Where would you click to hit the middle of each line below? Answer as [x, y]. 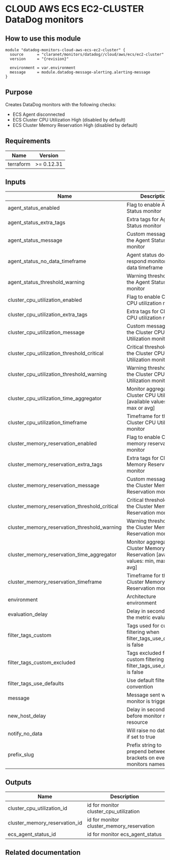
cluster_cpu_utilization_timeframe [48, 423]
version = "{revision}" [39, 59]
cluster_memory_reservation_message [54, 486]
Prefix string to [144, 745]
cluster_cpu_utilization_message [46, 332]
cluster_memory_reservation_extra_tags [55, 464]
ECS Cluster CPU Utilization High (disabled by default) [69, 119]
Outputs [18, 782]
